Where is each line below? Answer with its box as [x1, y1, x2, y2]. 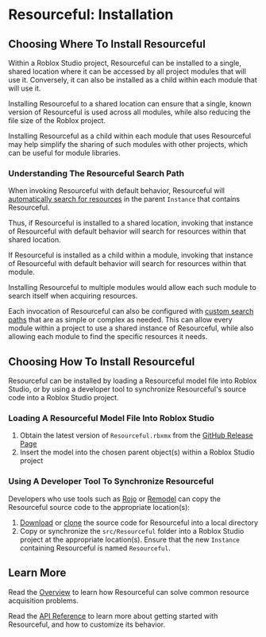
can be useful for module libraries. [8, 149, 121, 157]
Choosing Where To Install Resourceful [8, 37, 206, 51]
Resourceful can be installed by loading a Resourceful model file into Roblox [8, 376, 257, 386]
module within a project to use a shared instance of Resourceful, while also [8, 323, 254, 333]
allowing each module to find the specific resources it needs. [8, 332, 208, 342]
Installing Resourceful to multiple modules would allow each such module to [8, 283, 256, 292]
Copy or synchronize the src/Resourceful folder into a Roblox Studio [19, 526, 245, 535]
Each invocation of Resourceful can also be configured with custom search [8, 307, 254, 316]
